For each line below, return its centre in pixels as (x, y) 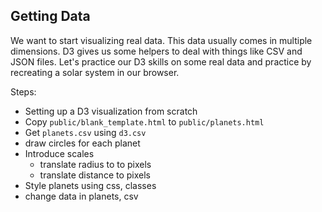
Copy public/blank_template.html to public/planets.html (144, 121)
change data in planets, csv (81, 196)
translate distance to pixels (95, 175)
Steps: (23, 91)
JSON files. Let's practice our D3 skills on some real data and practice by (161, 61)
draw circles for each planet (82, 143)
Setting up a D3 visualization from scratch (111, 111)
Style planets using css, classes (90, 185)
